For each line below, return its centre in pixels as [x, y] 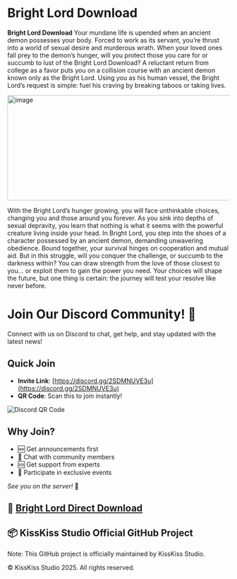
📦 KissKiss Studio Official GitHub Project [101, 533]
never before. [27, 285]
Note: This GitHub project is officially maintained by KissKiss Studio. [106, 554]
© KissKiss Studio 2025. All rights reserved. [71, 567]
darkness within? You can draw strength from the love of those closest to [114, 263]
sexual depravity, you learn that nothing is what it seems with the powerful [115, 225]
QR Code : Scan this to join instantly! [69, 396]
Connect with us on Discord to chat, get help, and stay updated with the [112, 333]
